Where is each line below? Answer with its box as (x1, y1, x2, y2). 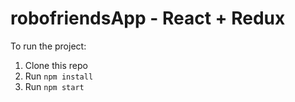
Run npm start (24, 80, 85, 92)
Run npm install (24, 70, 94, 82)
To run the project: (10, 40, 87, 52)
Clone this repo (24, 59, 88, 71)
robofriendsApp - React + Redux (10, 7, 286, 30)
